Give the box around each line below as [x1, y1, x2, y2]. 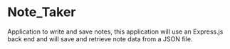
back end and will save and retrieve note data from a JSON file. [7, 34, 193, 43]
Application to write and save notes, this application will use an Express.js [7, 27, 224, 36]
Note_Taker [7, 4, 76, 20]
